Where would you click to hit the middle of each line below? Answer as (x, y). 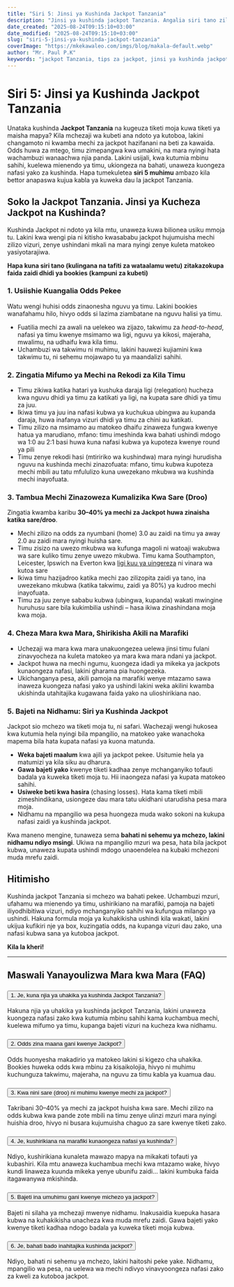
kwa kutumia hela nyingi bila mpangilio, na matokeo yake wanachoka (106, 734)
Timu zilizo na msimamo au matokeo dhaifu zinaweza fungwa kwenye (117, 428)
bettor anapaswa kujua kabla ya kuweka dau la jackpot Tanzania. (100, 180)
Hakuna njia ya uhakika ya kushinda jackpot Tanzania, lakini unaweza (107, 1011)
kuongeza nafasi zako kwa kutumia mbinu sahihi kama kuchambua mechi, (113, 1018)
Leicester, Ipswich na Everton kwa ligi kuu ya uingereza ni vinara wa (115, 563)
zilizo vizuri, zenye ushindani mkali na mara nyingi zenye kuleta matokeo (111, 245)
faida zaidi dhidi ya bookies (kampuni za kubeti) (78, 272)
